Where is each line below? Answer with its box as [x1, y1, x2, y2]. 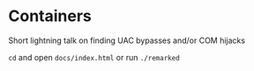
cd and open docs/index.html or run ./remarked [8, 52, 180, 62]
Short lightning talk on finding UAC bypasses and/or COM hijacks [8, 35, 246, 46]
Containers [8, 6, 92, 26]
